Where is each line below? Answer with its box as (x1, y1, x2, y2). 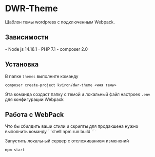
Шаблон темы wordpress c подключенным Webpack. (5, 19, 115, 25)
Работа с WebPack (5, 110, 64, 118)
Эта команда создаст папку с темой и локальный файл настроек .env (5, 91, 150, 97)
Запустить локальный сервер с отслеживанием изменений (5, 138, 129, 144)
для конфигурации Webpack (5, 96, 64, 102)
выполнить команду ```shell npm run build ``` (5, 129, 96, 135)
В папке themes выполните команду (5, 73, 79, 79)
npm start (5, 147, 25, 153)
